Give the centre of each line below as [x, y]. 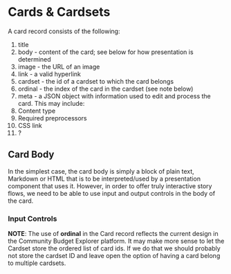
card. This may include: [51, 103]
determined [34, 59]
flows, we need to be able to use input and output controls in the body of [112, 193]
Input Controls [33, 219]
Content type [37, 111]
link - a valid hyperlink [49, 74]
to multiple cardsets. [37, 263]
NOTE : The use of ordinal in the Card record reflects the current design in [113, 234]
